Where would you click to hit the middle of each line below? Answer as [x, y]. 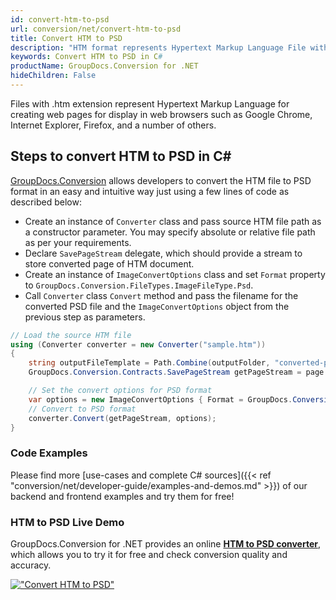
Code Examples [49, 453]
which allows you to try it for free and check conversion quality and [149, 555]
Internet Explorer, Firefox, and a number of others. [113, 125]
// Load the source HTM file [71, 335]
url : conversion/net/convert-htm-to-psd [96, 29]
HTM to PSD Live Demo [67, 522]
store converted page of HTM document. [109, 263]
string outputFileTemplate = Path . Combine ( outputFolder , [149, 363]
